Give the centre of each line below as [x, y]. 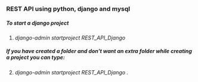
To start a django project [38, 23]
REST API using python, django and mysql [68, 9]
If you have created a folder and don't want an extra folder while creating [99, 51]
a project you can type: [36, 57]
